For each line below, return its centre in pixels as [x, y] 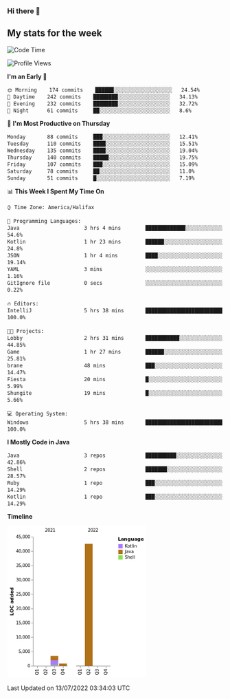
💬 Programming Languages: [44, 221]
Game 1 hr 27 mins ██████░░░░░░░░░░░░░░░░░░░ [115, 352]
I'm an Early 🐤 [27, 76]
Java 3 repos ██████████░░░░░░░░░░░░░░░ [115, 455]
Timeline [20, 516]
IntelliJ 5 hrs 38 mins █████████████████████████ [115, 310]
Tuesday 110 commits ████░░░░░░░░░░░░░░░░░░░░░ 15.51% [102, 144]
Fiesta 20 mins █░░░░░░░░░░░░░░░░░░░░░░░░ [115, 379]
